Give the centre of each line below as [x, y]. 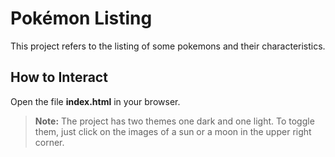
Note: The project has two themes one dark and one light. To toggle [174, 121]
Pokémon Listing [81, 18]
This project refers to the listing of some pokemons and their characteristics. [168, 46]
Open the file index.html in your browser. [95, 101]
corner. [49, 142]
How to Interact [59, 77]
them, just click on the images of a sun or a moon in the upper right [173, 131]
